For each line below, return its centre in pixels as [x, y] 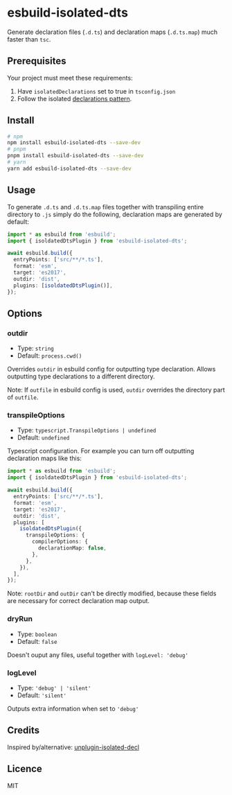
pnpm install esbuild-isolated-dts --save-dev [75, 156]
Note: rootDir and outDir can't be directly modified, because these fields [112, 593]
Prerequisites [37, 61]
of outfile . [23, 397]
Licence [25, 769]
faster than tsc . [29, 39]
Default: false [37, 641]
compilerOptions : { [60, 542]
